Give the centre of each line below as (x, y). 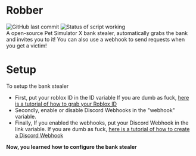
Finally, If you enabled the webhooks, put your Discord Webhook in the (102, 123)
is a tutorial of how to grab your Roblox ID (66, 104)
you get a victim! (27, 46)
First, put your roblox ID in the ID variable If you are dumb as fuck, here (102, 97)
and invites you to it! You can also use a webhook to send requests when (96, 39)
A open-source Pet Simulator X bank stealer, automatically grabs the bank (97, 33)
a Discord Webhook (39, 135)
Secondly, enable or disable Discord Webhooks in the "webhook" (95, 110)
